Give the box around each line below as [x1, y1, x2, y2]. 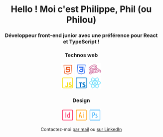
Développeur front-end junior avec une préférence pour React [4, 32, 158, 39]
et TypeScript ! [63, 38, 100, 45]
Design [72, 97, 90, 104]
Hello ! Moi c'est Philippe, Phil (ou [10, 3, 152, 15]
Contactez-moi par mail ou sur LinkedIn [40, 126, 122, 132]
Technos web [64, 51, 98, 58]
